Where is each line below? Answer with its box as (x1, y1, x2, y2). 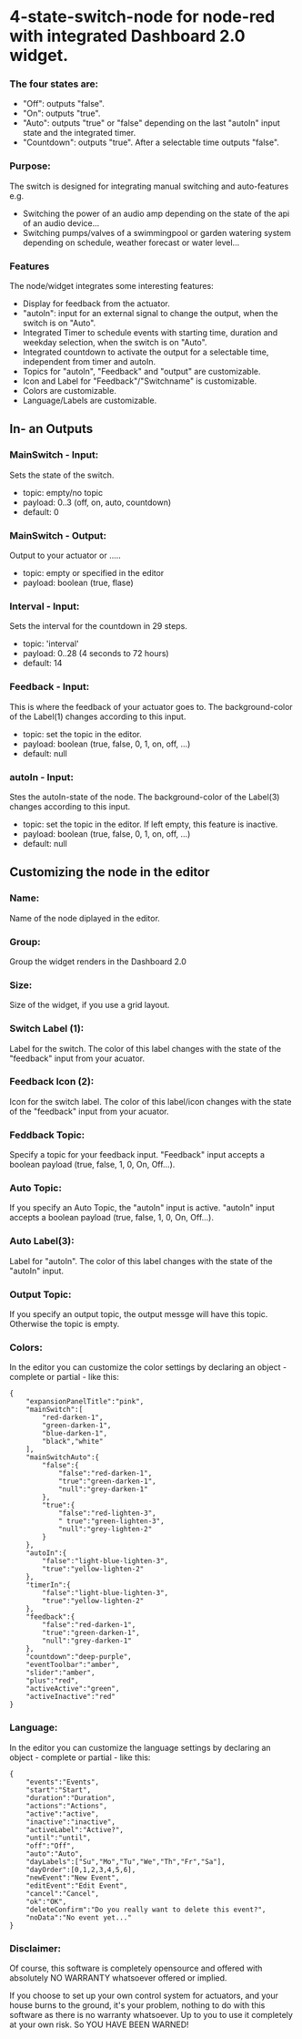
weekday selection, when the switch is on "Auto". (22, 337, 207, 348)
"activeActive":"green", (25, 1684, 120, 1694)
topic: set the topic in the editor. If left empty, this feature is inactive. (22, 819, 278, 829)
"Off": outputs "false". (22, 98, 105, 109)
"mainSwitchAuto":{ (25, 1453, 100, 1462)
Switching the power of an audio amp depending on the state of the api (22, 208, 290, 219)
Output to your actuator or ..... (9, 550, 121, 561)
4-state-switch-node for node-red (9, 6, 276, 27)
